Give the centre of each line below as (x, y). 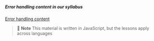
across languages (35, 33)
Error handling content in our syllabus (44, 7)
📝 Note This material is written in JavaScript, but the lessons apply (83, 28)
